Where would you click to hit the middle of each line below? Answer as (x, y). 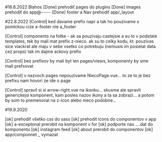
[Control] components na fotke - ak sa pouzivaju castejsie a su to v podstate (81, 36)
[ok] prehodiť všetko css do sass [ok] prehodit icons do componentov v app (81, 119)
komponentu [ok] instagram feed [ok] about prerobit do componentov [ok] (79, 129)
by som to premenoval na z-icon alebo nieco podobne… (61, 100)
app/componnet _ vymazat (32, 134)
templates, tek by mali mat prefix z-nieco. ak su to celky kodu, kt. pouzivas (79, 41)
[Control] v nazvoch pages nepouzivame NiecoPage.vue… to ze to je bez (78, 75)
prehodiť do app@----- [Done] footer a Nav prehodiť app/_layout (69, 12)
